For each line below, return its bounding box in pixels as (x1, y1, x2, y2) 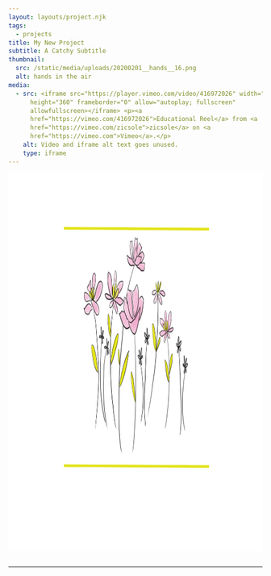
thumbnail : (8, 56, 45, 64)
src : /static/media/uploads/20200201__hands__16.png (15, 65, 197, 73)
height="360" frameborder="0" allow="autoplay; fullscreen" (29, 98, 236, 106)
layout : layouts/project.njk (8, 13, 106, 21)
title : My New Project (8, 39, 85, 47)
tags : (8, 21, 27, 30)
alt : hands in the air (15, 73, 92, 81)
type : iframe (23, 149, 67, 157)
